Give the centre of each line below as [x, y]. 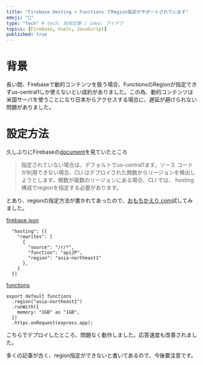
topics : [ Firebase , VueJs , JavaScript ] [57, 29]
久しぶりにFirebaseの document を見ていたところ [67, 152]
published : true [27, 35]
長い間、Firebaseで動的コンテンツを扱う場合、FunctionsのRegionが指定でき [101, 84]
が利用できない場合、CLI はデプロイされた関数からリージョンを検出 [106, 172]
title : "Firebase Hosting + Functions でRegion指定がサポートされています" [98, 12]
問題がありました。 [30, 107]
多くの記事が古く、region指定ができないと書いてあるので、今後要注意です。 [101, 355]
